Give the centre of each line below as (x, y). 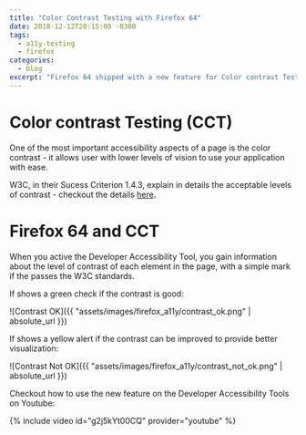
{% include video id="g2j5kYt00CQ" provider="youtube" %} (123, 420)
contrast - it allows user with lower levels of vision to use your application (147, 157)
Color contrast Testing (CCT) (121, 122)
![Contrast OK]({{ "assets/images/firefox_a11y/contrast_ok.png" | (130, 311)
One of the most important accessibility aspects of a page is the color (140, 148)
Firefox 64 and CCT (85, 231)
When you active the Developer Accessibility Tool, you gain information (143, 256)
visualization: (34, 348)
